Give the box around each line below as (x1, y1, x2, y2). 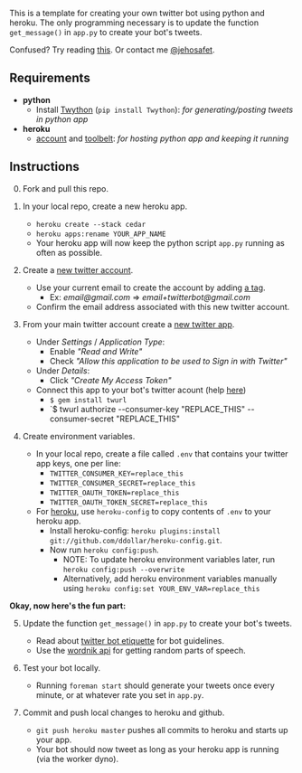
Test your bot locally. (22, 662, 101, 673)
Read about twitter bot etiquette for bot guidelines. (35, 635, 224, 646)
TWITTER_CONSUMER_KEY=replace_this (49, 469, 184, 478)
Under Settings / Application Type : (35, 336, 165, 347)
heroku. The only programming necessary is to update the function (9, 17, 260, 28)
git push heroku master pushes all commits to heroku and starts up (35, 724, 288, 735)
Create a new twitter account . (22, 264, 134, 275)
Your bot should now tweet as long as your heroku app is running (35, 743, 279, 754)
